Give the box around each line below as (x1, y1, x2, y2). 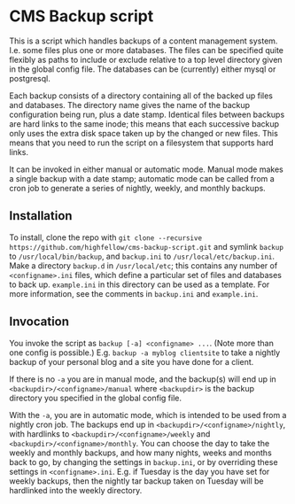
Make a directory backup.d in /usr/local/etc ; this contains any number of (9, 260, 278, 271)
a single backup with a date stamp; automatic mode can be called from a (9, 173, 275, 183)
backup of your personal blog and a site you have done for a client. (9, 356, 254, 367)
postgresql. (9, 73, 50, 83)
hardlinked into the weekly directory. (9, 485, 143, 495)
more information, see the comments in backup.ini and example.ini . (9, 288, 259, 299)
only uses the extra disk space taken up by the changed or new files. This (9, 128, 279, 138)
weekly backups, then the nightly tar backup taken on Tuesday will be (9, 476, 264, 486)
